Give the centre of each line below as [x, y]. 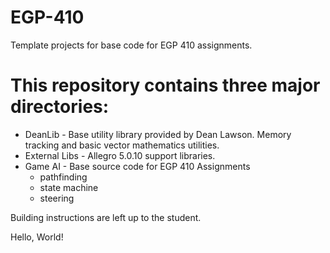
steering [57, 198]
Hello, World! [37, 237]
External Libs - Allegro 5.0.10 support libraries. [120, 155]
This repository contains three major [165, 85]
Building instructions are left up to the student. [106, 217]
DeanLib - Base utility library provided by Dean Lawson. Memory [158, 134]
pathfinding [63, 177]
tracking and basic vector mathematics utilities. [122, 145]
